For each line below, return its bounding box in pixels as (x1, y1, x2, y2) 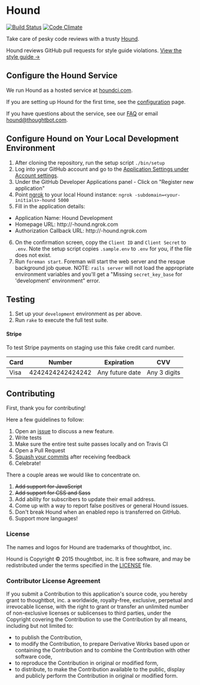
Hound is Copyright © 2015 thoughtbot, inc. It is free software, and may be (6, 555, 191, 562)
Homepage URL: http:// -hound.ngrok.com (14, 221, 119, 228)
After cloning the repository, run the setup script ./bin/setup (14, 159, 165, 166)
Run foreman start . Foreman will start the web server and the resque (14, 258, 186, 265)
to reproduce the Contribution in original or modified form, (14, 659, 159, 666)
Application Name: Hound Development (14, 214, 113, 221)
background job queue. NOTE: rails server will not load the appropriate (14, 264, 194, 271)
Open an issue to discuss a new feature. (14, 428, 114, 435)
